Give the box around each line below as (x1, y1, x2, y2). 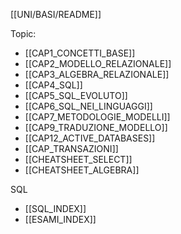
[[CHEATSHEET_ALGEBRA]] (24, 164, 140, 176)
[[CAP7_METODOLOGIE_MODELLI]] (24, 111, 171, 123)
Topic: (10, 28, 37, 39)
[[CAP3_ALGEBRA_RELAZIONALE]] (24, 69, 170, 80)
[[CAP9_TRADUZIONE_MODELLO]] (24, 122, 168, 133)
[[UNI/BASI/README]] (10, 9, 102, 20)
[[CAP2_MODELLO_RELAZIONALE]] (24, 58, 172, 69)
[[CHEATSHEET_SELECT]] (24, 154, 133, 165)
